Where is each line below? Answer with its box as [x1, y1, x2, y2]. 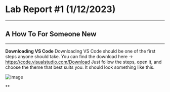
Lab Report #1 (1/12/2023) [5, 4, 116, 15]
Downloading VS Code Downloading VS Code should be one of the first [5, 48, 156, 54]
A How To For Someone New [5, 30, 97, 38]
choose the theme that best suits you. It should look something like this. [5, 64, 155, 70]
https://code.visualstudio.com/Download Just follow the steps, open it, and [5, 59, 162, 65]
